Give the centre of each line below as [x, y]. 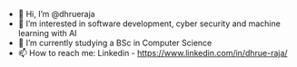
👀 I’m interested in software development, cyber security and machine [149, 24]
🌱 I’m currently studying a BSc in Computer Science [115, 43]
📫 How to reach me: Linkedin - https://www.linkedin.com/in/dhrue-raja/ [153, 53]
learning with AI [47, 33]
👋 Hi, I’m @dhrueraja [56, 14]
